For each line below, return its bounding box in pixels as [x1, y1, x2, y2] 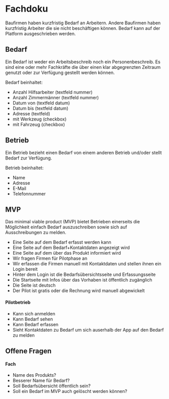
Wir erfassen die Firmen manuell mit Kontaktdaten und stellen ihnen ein [12, 261, 162, 267]
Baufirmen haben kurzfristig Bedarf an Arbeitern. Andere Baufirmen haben [5, 20, 161, 26]
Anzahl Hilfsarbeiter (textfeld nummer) [12, 89, 93, 95]
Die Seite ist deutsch [12, 282, 56, 289]
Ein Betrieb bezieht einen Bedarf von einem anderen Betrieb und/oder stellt [5, 149, 162, 155]
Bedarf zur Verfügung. [5, 155, 52, 161]
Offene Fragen [5, 346, 52, 355]
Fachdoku [5, 3, 48, 15]
